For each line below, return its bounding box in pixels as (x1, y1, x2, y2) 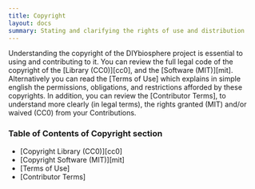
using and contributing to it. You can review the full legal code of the (8, 57, 233, 66)
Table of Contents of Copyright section (8, 128, 163, 139)
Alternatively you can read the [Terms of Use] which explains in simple (8, 74, 241, 84)
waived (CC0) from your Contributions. (8, 108, 137, 118)
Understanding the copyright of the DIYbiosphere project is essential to (8, 49, 244, 58)
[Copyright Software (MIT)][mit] (19, 155, 126, 164)
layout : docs (8, 19, 52, 27)
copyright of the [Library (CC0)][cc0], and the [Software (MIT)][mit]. (8, 66, 233, 75)
